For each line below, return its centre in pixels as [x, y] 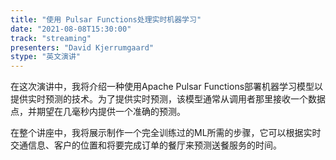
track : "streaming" [51, 38]
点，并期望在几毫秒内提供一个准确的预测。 [98, 112]
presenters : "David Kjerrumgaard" [82, 47]
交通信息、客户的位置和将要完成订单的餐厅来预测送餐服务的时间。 [146, 145]
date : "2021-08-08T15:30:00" [71, 29]
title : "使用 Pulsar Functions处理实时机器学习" [106, 19]
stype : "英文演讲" [46, 57]
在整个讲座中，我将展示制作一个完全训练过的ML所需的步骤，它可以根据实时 [166, 133]
